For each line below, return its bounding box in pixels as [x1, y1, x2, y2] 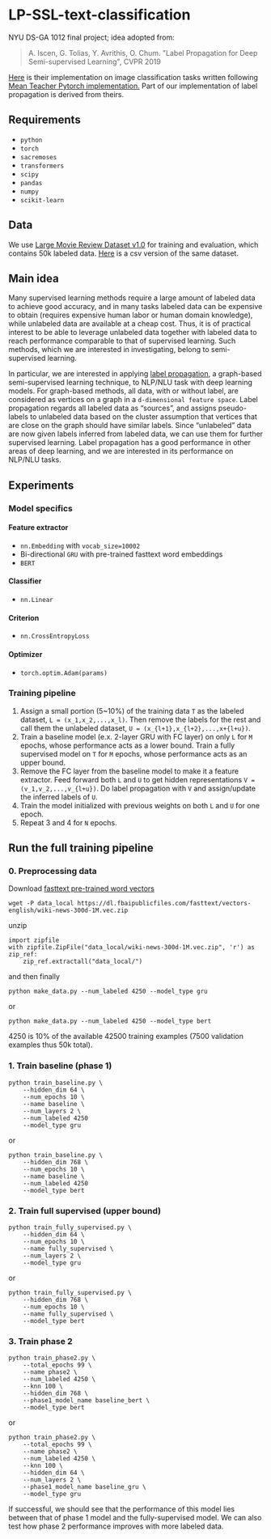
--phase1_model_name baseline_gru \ [23, 1483, 147, 1491]
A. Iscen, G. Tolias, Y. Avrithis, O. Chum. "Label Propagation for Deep [28, 48, 258, 57]
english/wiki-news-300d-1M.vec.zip [8, 906, 129, 915]
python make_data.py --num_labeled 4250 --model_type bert [8, 1017, 212, 1025]
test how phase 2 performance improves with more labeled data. [8, 1521, 224, 1531]
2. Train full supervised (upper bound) [8, 1205, 162, 1216]
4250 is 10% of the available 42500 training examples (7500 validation [8, 1032, 244, 1041]
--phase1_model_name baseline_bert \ [23, 1397, 150, 1405]
